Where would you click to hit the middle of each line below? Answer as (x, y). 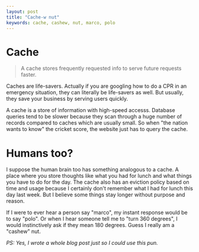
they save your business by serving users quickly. (67, 99)
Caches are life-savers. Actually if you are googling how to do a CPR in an (97, 86)
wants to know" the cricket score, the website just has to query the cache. (97, 129)
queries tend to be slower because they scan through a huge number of (94, 117)
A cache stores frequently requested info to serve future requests (101, 68)
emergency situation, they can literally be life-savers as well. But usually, (95, 92)
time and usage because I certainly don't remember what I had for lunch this (99, 189)
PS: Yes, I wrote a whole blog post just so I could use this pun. (82, 243)
